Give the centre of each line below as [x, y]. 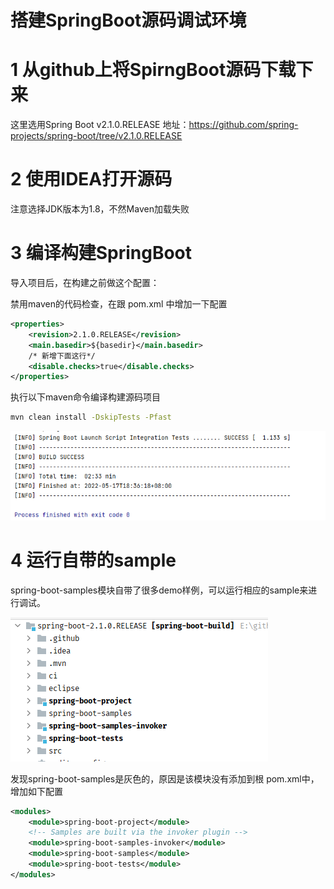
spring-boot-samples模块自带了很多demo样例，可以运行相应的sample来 [159, 590]
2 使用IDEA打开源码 [91, 179]
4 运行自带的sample [93, 560]
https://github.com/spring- [243, 125]
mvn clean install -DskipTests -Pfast [91, 417]
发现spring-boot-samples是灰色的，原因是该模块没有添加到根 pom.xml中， [165, 778]
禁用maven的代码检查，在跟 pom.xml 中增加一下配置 [119, 304]
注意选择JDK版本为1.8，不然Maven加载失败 [100, 209]
